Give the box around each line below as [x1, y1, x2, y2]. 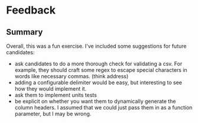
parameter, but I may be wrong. [14, 110, 92, 117]
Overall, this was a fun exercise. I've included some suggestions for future [6, 42, 187, 49]
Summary [6, 27, 43, 37]
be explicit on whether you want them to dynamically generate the [14, 98, 176, 105]
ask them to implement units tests [14, 92, 98, 98]
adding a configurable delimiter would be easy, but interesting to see [14, 79, 182, 86]
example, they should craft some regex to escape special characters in [14, 67, 187, 74]
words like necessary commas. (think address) [14, 73, 129, 79]
